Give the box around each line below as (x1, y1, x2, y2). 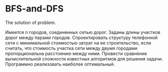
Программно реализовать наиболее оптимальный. (5, 61, 115, 67)
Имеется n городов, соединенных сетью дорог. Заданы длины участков (5, 29, 160, 35)
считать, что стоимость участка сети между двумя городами (5, 45, 138, 51)
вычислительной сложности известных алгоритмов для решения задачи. (5, 55, 163, 61)
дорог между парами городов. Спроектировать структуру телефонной (5, 34, 158, 40)
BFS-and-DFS (5, 3, 64, 14)
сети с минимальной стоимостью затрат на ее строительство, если (5, 39, 151, 45)
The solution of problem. (5, 19, 56, 25)
